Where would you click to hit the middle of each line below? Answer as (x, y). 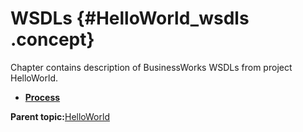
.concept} (52, 39)
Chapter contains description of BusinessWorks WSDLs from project (151, 67)
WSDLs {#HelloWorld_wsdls (130, 18)
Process (42, 97)
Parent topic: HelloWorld (60, 116)
